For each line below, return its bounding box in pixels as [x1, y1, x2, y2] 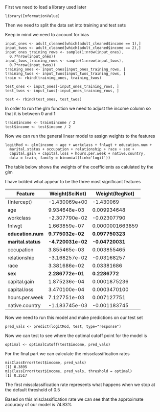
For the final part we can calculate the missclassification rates [5, 351, 130, 357]
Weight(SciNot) [49, 191, 87, 197]
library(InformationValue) [5, 14, 60, 19]
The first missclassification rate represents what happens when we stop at [5, 382, 156, 388]
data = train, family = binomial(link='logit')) [9, 155, 111, 160]
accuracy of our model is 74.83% [5, 402, 72, 407]
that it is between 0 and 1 [5, 111, 56, 117]
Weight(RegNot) [95, 191, 135, 197]
